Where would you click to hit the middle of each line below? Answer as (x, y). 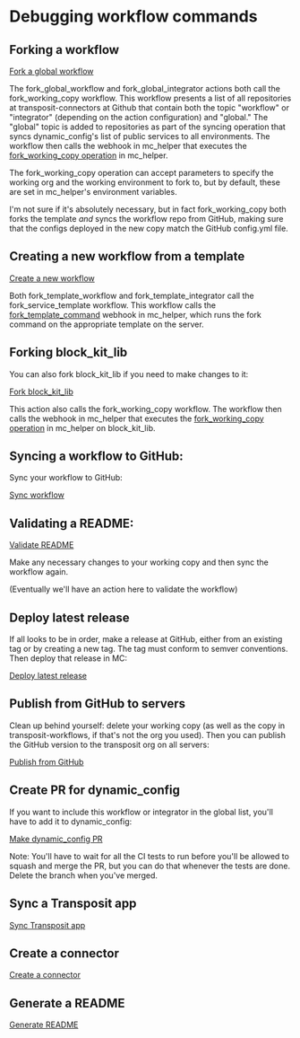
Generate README (44, 1025)
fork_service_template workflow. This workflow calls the (113, 305)
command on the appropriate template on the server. (107, 324)
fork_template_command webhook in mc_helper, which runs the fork (136, 314)
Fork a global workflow (51, 71)
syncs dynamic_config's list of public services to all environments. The (140, 136)
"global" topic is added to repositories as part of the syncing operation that (148, 127)
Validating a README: (72, 523)
